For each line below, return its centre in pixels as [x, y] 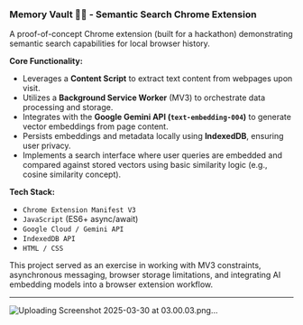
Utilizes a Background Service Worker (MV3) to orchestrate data [144, 97]
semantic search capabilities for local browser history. [110, 43]
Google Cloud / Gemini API [73, 229]
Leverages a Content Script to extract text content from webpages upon [157, 79]
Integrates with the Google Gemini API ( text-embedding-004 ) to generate [156, 117]
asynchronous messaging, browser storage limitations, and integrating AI [145, 275]
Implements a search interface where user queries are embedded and [152, 155]
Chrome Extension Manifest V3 [79, 210]
